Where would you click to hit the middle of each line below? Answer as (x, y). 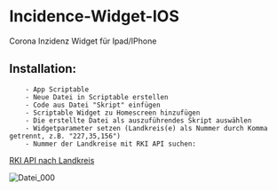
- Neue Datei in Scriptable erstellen (97, 97)
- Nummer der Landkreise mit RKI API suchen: (111, 144)
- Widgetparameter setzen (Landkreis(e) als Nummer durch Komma (146, 128)
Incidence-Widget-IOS (95, 16)
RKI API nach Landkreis (52, 160)
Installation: (43, 69)
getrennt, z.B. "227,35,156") (65, 136)
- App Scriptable (57, 89)
